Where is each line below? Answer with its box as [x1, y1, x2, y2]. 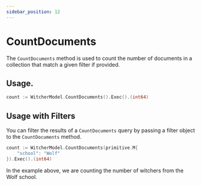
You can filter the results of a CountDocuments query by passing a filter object [6, 127, 195, 134]
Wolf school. [6, 173, 37, 180]
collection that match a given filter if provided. [6, 61, 120, 68]
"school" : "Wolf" [17, 150, 61, 156]
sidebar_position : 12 [6, 8, 61, 15]
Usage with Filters [6, 111, 76, 121]
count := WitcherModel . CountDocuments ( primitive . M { [6, 145, 138, 151]
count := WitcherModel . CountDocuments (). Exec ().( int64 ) [6, 94, 149, 100]
